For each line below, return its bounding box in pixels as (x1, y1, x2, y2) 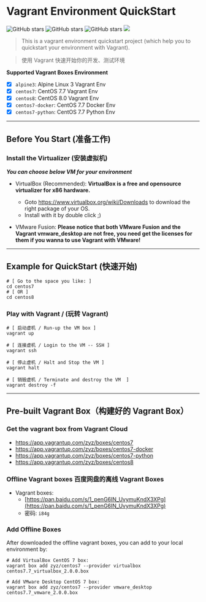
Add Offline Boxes (6, 525, 61, 533)
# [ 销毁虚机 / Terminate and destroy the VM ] (6, 377, 129, 383)
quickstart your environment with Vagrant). (21, 44, 130, 51)
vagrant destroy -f (6, 382, 56, 388)
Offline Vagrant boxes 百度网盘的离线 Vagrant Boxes (6, 474, 164, 483)
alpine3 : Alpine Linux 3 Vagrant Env (15, 80, 106, 88)
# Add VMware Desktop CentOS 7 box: (6, 579, 100, 585)
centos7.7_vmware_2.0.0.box (6, 590, 78, 596)
